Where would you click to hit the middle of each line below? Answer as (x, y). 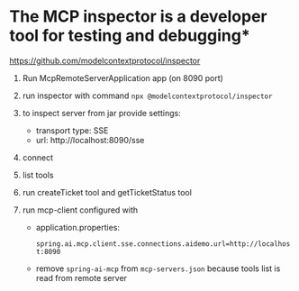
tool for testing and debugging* (130, 36)
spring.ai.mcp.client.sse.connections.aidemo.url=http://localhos (163, 244)
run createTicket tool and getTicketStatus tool (107, 192)
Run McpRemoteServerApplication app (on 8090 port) (122, 77)
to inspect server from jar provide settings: (102, 113)
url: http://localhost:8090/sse (90, 140)
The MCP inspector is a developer (138, 17)
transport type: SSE (72, 130)
